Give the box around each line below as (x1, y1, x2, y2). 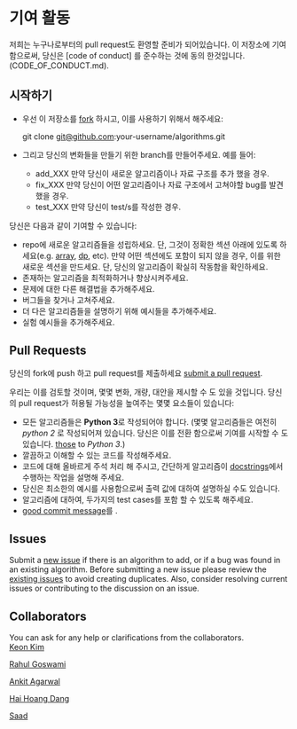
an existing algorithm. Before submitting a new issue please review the (9, 564, 268, 575)
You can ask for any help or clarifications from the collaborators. (9, 632, 245, 643)
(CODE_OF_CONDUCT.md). (9, 59, 109, 71)
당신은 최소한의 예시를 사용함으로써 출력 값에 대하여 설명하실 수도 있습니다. (21, 482, 281, 493)
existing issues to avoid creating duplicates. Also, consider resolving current (9, 574, 288, 584)
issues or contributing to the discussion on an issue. (9, 583, 199, 594)
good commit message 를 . (21, 505, 118, 515)
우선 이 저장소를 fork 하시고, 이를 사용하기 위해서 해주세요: (21, 113, 223, 124)
